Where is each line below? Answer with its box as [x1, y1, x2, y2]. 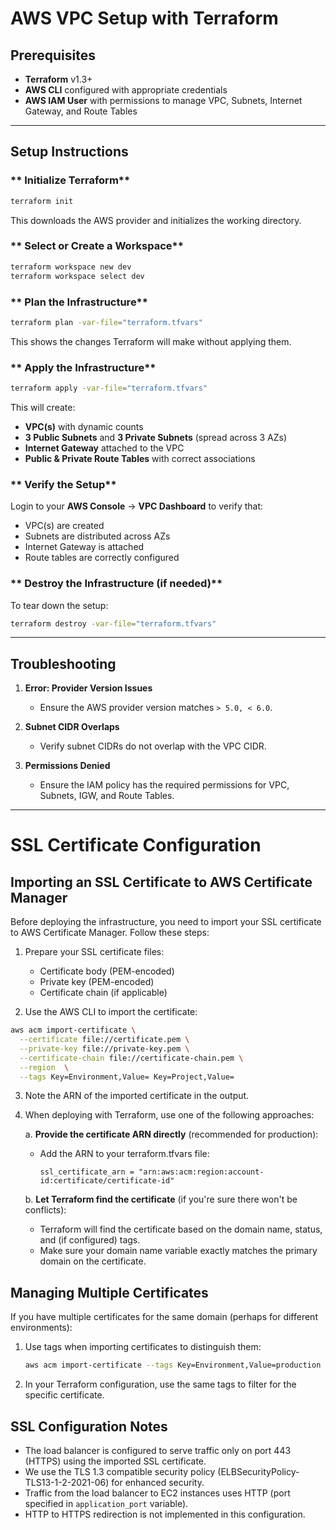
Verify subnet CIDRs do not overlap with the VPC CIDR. [39, 740, 267, 752]
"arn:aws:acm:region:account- [138, 1167, 265, 1177]
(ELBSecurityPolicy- [217, 1465, 300, 1477]
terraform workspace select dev [10, 271, 145, 281]
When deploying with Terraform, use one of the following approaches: [24, 1109, 315, 1121]
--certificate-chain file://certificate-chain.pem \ [19, 1053, 244, 1063]
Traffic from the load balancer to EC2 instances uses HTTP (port [24, 1487, 291, 1499]
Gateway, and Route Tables [24, 105, 138, 117]
